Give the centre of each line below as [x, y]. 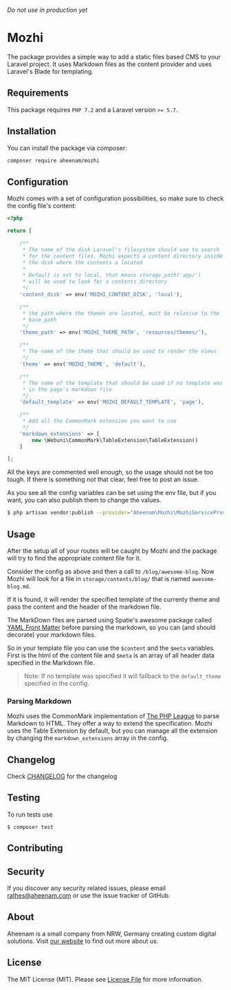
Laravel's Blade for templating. [51, 71]
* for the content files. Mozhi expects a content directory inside [123, 256]
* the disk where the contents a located [82, 262]
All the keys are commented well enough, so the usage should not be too [110, 472]
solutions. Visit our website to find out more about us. [83, 941]
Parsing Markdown [40, 701]
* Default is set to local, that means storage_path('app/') [112, 275]
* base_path [40, 319]
